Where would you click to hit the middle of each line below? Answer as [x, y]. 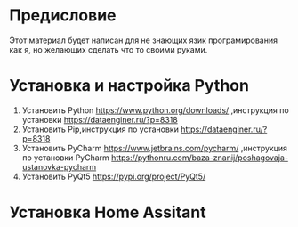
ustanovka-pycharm [59, 166]
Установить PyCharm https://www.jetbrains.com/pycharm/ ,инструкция [154, 148]
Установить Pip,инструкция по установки [101, 129]
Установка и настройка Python [129, 86]
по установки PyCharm [65, 158]
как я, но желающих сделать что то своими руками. [109, 49]
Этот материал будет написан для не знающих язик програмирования [144, 40]
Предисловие [63, 16]
